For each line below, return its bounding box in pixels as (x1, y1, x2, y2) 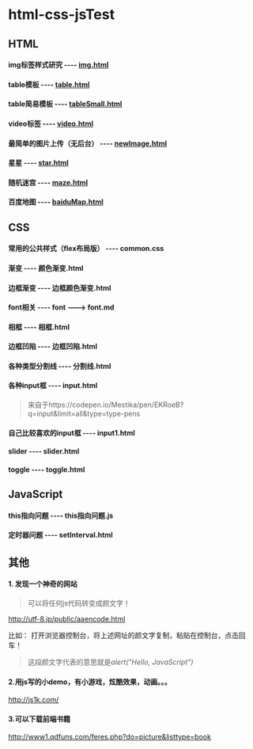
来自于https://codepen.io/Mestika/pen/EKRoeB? (27, 400, 184, 409)
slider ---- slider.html (8, 447, 80, 456)
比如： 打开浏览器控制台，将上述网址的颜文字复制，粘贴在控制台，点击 (8, 631, 239, 641)
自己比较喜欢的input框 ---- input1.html (8, 428, 136, 437)
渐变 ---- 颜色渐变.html (8, 263, 84, 272)
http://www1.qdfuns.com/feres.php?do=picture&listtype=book (8, 732, 212, 742)
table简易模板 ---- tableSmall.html (8, 99, 123, 108)
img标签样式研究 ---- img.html (8, 60, 109, 70)
